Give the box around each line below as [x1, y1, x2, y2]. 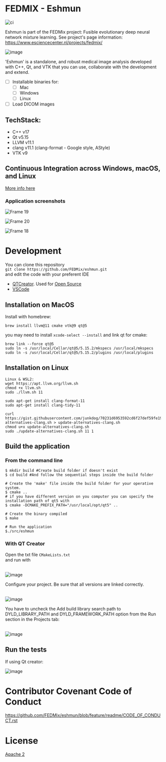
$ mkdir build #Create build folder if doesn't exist [5, 468, 119, 473]
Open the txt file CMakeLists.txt [5, 552, 70, 558]
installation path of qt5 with [5, 499, 70, 504]
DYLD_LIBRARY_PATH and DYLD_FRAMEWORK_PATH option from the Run [5, 611, 157, 617]
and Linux [5, 172, 36, 181]
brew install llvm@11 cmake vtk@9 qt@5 [5, 323, 87, 328]
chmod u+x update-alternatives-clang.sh [5, 424, 90, 429]
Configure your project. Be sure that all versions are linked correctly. [5, 581, 144, 587]
